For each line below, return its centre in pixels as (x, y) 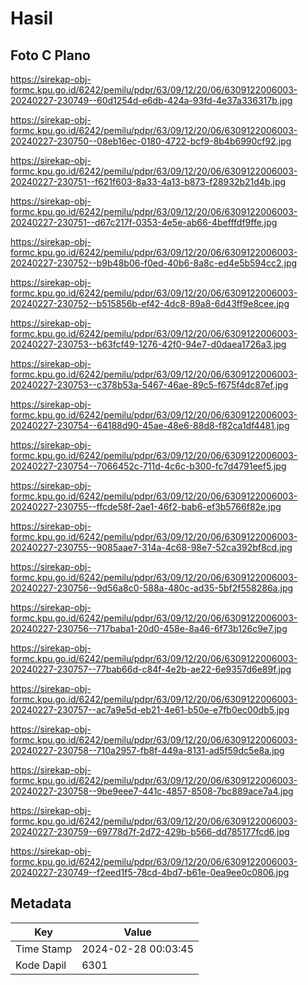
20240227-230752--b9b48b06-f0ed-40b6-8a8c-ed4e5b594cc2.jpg (154, 263)
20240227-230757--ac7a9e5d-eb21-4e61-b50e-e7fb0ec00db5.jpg (150, 710)
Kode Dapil (41, 965)
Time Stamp (44, 949)
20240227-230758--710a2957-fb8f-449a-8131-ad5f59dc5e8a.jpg (147, 750)
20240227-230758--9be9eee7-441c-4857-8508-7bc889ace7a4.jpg (152, 791)
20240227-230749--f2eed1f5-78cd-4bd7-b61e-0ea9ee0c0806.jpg (150, 872)
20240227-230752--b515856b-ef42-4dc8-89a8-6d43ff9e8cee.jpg (150, 303)
